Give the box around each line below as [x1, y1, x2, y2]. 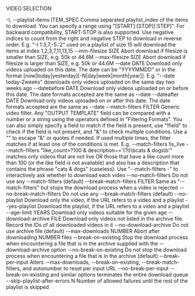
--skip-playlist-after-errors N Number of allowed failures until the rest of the [6, 277, 188, 284]
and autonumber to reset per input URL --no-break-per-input [22, 265, 169, 271]
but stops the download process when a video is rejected [40, 184, 179, 191]
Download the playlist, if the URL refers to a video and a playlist [37, 203, 189, 209]
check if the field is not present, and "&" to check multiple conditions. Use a [6, 128, 187, 135]
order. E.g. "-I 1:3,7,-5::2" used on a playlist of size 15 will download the [6, 41, 176, 48]
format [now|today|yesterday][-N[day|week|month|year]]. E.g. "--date [6, 73, 175, 79]
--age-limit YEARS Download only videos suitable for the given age [6, 209, 167, 216]
